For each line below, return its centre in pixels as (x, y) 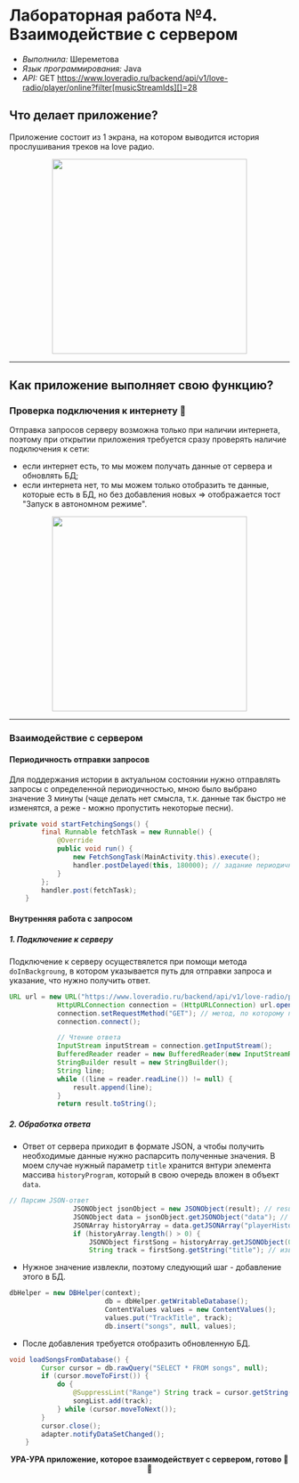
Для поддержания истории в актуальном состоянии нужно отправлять (145, 779)
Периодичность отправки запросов (79, 759)
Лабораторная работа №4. (113, 16)
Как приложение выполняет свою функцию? (141, 385)
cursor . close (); (71, 1426)
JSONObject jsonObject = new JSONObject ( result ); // (173, 1209)
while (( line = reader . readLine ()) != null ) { (145, 1079)
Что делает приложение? (84, 115)
